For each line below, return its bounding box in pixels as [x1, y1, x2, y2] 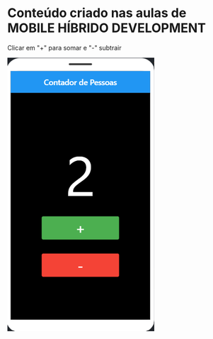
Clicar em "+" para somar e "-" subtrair [7, 43, 122, 52]
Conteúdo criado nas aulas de [7, 5, 187, 21]
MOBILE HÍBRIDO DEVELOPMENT [7, 20, 207, 36]
